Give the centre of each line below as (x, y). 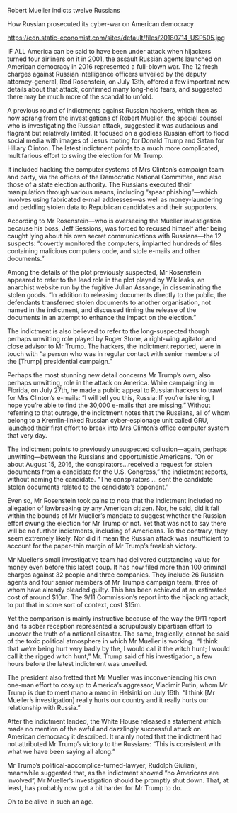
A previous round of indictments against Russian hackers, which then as (112, 110)
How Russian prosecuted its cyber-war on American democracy (101, 24)
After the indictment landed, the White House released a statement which (114, 721)
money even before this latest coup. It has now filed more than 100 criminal (117, 567)
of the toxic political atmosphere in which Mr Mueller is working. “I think (112, 641)
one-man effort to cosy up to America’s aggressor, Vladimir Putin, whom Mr (117, 685)
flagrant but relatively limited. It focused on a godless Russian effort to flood (118, 133)
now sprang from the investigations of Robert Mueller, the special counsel (115, 118)
